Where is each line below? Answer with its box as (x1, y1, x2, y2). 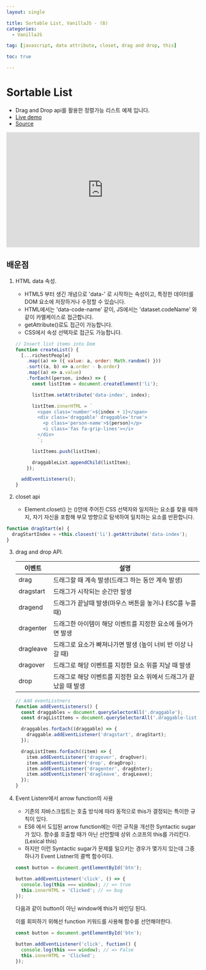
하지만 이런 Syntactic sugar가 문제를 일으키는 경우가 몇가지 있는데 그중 (24, 845, 195, 852)
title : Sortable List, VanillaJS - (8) (6, 20, 109, 26)
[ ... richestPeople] (21, 352, 71, 359)
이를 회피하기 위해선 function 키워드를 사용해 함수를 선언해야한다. (15, 918, 172, 925)
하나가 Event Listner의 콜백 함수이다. (24, 853, 113, 859)
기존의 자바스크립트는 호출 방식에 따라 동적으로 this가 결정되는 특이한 (24, 808, 189, 815)
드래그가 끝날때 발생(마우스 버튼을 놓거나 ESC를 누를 (53, 599, 197, 607)
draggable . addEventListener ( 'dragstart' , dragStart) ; (26, 732, 167, 738)
